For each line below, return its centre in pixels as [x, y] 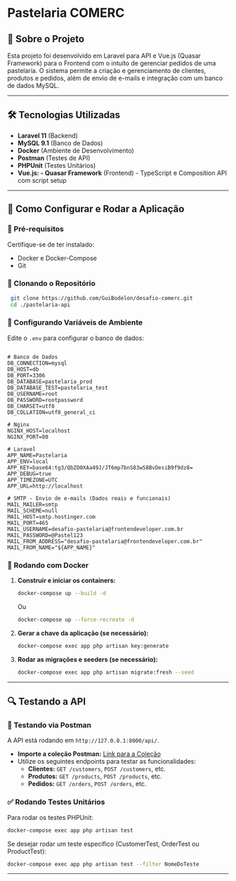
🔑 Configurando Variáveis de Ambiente [75, 322]
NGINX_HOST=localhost [39, 431]
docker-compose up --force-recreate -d [76, 620]
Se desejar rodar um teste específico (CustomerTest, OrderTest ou [103, 844]
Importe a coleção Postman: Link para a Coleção [89, 754]
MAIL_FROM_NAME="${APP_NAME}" [52, 547]
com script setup [42, 180]
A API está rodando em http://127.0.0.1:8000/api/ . [83, 740]
